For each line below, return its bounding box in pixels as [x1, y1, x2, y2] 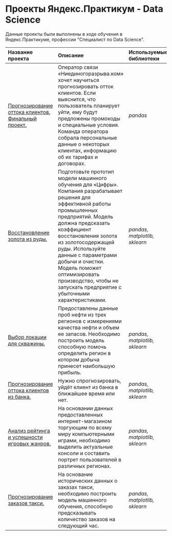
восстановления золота [58, 232, 118, 239]
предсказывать [58, 509, 96, 516]
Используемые [128, 48, 168, 55]
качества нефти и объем [58, 324, 119, 331]
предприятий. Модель [58, 213, 114, 220]
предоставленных [58, 411, 103, 418]
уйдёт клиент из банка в [58, 383, 118, 390]
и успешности [8, 433, 43, 441]
